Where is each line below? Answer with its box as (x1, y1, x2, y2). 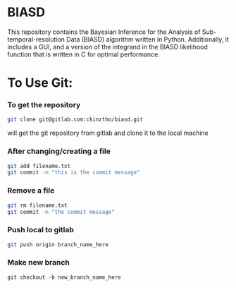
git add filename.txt (7, 162, 71, 169)
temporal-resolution (7, 35, 66, 43)
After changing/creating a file (7, 146, 111, 156)
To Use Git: (7, 75, 73, 91)
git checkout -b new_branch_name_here (7, 273, 121, 281)
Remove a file (7, 186, 55, 196)
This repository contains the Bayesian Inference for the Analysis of (7, 28, 201, 36)
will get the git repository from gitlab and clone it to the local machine (7, 128, 209, 138)
